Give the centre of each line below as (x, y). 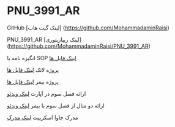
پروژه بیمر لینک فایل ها (33, 82)
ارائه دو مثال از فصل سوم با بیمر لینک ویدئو (56, 106)
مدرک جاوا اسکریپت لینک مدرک (43, 117)
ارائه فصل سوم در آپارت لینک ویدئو (47, 93)
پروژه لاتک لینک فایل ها (33, 70)
